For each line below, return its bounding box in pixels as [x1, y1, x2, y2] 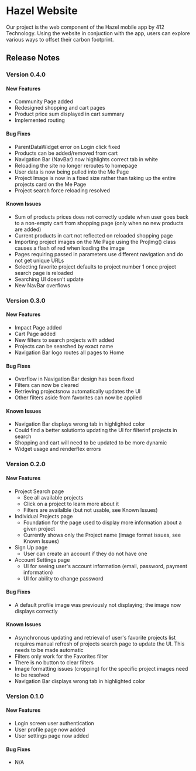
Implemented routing [14, 117, 66, 124]
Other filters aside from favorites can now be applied [14, 394, 142, 401]
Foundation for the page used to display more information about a [23, 519, 183, 526]
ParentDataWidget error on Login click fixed [14, 143, 121, 150]
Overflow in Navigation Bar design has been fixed [14, 375, 135, 382]
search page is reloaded [14, 269, 73, 276]
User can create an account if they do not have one [23, 550, 147, 557]
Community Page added [14, 98, 73, 105]
